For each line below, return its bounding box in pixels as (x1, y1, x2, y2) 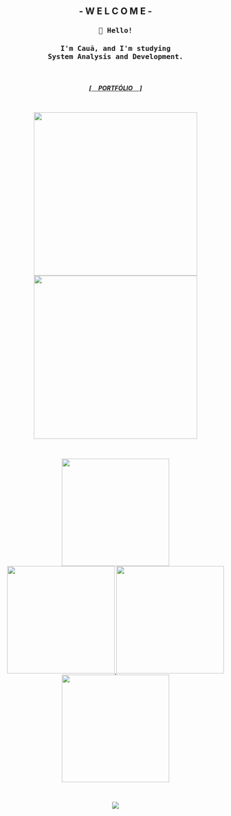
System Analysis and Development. (47, 52, 184, 61)
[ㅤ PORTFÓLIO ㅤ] (89, 84, 142, 92)
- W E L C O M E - (78, 5, 153, 17)
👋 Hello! (98, 26, 133, 35)
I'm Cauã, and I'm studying (60, 44, 171, 54)
